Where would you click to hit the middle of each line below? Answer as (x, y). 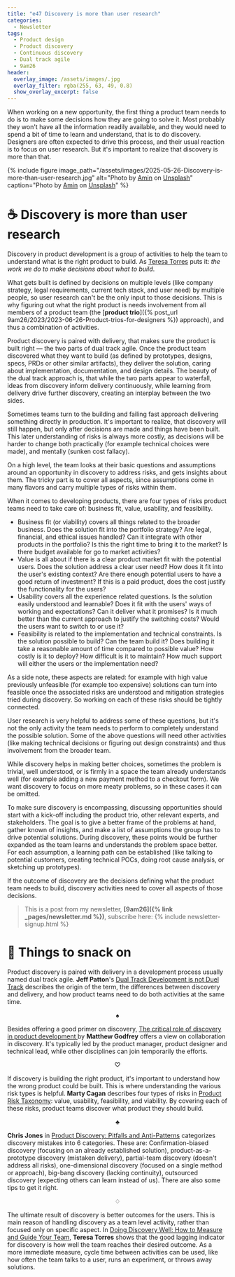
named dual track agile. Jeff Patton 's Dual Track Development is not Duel (113, 979)
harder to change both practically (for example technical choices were (108, 444)
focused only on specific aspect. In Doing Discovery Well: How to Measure (115, 1230)
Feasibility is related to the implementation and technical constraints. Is (120, 634)
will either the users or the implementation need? (88, 664)
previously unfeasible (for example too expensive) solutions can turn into (112, 685)
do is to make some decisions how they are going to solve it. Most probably (116, 119)
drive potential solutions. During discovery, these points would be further (113, 837)
